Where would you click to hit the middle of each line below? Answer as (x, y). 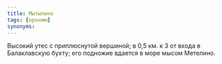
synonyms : (21, 26)
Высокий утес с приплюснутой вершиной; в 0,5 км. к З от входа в (104, 46)
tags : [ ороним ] (29, 20)
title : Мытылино (30, 13)
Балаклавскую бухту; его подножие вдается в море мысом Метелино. (111, 53)
